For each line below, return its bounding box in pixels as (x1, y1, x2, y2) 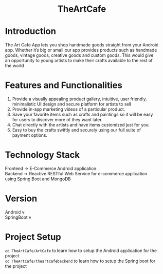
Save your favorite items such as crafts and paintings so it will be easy (12, 111, 153, 118)
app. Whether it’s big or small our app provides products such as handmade (5, 47, 157, 53)
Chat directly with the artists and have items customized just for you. (12, 122, 150, 128)
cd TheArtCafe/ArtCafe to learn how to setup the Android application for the (5, 248, 157, 253)
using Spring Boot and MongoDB (5, 176, 71, 182)
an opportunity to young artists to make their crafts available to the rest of (5, 58, 153, 63)
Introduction (5, 26, 56, 37)
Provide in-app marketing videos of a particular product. (12, 106, 126, 112)
